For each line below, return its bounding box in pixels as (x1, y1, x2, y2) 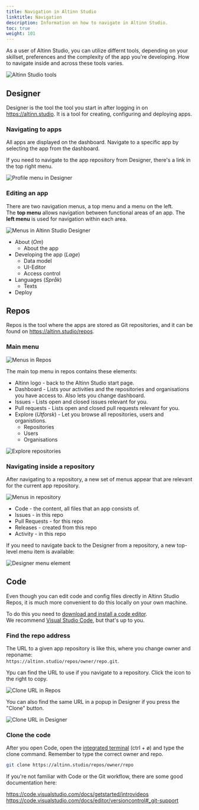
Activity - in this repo (14, 530, 66, 537)
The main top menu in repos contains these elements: (6, 367, 137, 374)
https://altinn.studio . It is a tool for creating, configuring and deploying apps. (6, 110, 192, 117)
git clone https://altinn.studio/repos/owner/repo (6, 762, 134, 768)
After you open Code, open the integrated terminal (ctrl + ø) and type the (6, 744, 184, 751)
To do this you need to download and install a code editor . (6, 610, 147, 617)
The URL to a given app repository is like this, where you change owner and (6, 645, 191, 652)
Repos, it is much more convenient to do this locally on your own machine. (6, 599, 188, 606)
